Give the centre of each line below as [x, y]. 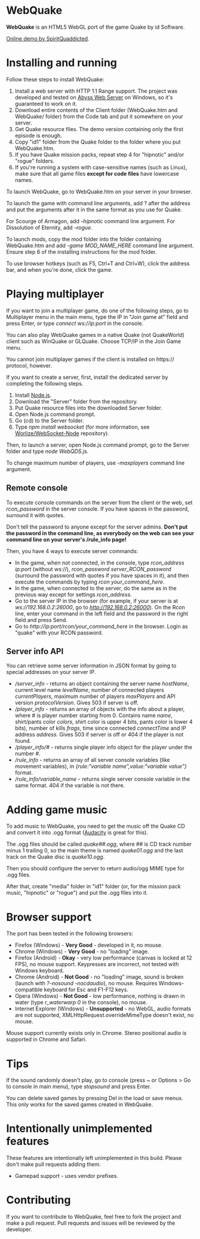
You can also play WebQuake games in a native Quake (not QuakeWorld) [96, 335]
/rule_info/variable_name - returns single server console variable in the [102, 779]
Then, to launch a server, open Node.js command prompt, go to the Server [98, 445]
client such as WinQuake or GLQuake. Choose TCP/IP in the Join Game [94, 341]
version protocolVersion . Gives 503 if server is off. [76, 703]
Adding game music [57, 810]
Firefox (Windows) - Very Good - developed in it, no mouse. [89, 945]
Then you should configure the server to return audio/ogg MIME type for [96, 868]
